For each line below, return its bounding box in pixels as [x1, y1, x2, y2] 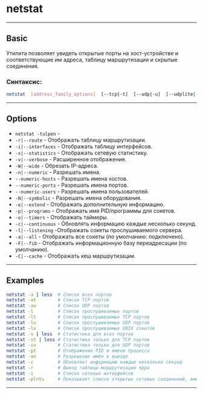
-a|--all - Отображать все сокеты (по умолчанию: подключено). [14, 233, 185, 240]
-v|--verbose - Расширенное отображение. [14, 155, 127, 162]
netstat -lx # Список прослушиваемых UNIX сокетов [6, 325, 155, 332]
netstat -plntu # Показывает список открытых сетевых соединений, [6, 376, 188, 382]
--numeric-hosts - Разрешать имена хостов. [14, 175, 128, 182]
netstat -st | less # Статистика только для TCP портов [6, 336, 150, 342]
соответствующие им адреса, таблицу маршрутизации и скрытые [6, 56, 178, 63]
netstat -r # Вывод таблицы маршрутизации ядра [6, 364, 150, 371]
